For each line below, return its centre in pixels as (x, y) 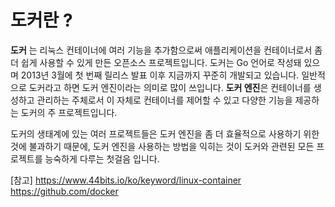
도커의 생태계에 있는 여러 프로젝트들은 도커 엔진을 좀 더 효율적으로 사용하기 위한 (165, 133)
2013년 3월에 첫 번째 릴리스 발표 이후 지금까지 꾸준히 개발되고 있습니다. (160, 75)
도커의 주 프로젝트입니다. (69, 112)
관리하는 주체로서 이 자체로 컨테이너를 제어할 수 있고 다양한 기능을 (164, 100)
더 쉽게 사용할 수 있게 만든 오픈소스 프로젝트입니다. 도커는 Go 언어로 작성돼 (156, 62)
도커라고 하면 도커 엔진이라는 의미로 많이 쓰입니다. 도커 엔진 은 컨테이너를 (170, 87)
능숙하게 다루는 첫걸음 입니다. (102, 158)
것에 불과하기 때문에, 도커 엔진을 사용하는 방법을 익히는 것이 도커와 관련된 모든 (162, 146)
